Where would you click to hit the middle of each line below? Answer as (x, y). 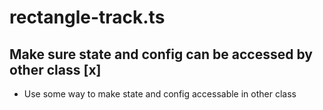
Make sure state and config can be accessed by (161, 54)
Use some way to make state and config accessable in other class (160, 94)
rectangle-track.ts (87, 17)
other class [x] (55, 69)
